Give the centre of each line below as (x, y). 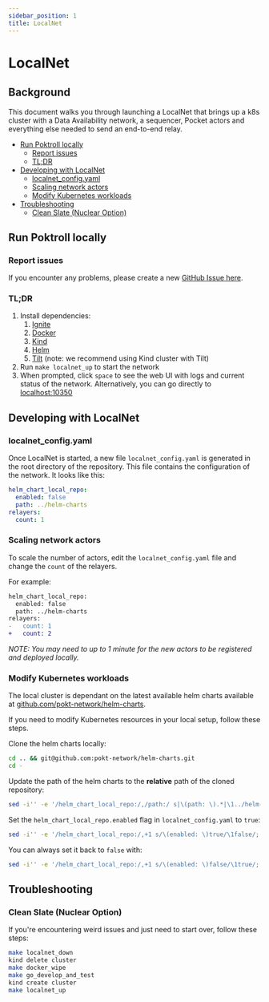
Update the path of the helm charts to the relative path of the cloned (121, 782)
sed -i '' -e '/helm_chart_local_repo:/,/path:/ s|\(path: (107, 805)
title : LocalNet (35, 23)
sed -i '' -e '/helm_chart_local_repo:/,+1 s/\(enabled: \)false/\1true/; (134, 864)
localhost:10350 (46, 393)
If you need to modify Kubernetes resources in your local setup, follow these (134, 720)
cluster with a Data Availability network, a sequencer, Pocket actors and (126, 120)
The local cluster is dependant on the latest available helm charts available (131, 696)
